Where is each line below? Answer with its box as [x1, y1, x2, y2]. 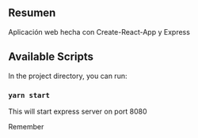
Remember [8, 121, 44, 131]
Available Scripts [8, 50, 93, 64]
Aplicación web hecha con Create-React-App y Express [8, 27, 190, 36]
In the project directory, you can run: [8, 71, 128, 80]
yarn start [8, 91, 50, 99]
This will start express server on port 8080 [8, 106, 148, 116]
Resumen [8, 6, 56, 20]
